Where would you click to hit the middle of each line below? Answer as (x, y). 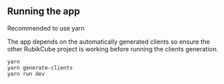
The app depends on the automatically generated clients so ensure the (109, 42)
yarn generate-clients (40, 68)
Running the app (43, 11)
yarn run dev (26, 74)
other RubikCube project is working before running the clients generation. (113, 49)
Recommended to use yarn (46, 28)
